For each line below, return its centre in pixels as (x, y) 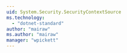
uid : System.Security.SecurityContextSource (64, 12)
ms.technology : (26, 18)
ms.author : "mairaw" (33, 35)
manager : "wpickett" (33, 40)
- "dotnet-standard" (38, 23)
